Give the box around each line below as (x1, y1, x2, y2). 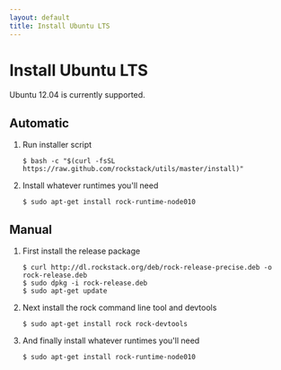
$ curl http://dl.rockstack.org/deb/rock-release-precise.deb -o (22, 263, 272, 272)
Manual (9, 221, 52, 237)
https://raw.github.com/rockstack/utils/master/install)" (22, 165, 244, 174)
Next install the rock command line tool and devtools (22, 302, 217, 314)
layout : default (9, 13, 70, 22)
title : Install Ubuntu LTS (9, 22, 110, 30)
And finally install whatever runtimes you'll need (22, 335, 200, 346)
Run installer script (22, 140, 92, 151)
